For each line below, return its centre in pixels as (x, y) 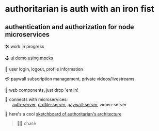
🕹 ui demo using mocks (29, 58)
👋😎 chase (26, 123)
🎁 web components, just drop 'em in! (42, 90)
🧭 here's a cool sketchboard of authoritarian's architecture (64, 114)
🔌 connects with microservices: (36, 99)
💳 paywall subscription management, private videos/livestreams (70, 79)
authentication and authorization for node (70, 27)
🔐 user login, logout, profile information (44, 69)
